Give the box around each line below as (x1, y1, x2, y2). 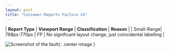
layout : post (5, 7, 33, 13)
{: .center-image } (58, 41, 95, 47)
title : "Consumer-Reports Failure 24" (5, 12, 87, 17)
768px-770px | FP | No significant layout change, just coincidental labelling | (5, 31, 165, 37)
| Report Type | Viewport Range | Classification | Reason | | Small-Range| (5, 26, 162, 32)
